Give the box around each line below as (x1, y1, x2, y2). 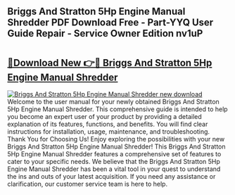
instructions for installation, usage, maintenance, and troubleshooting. (7, 127, 210, 136)
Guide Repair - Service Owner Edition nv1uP (7, 27, 203, 39)
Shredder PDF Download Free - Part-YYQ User (7, 17, 214, 29)
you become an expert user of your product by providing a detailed (7, 113, 202, 120)
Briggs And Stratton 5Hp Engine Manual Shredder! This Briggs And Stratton (7, 142, 227, 151)
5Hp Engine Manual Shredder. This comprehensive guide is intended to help (7, 105, 228, 113)
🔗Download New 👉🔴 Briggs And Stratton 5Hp (7, 56, 212, 69)
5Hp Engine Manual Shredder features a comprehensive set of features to (7, 150, 222, 158)
